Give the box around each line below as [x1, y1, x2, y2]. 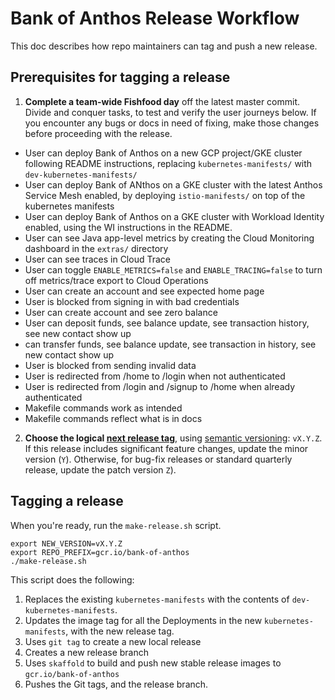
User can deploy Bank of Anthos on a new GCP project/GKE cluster [24, 147, 303, 159]
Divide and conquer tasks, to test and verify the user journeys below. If [24, 106, 317, 118]
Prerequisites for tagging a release [10, 69, 231, 86]
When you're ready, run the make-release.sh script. [10, 519, 222, 531]
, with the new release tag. [65, 625, 175, 637]
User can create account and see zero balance [24, 306, 218, 318]
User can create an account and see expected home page [24, 285, 265, 297]
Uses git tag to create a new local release [24, 635, 202, 647]
